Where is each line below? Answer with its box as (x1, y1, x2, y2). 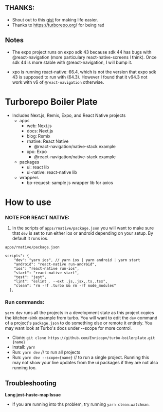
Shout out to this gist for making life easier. (12, 17, 98, 22)
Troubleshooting (5, 379, 57, 387)
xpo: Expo (26, 149, 47, 154)
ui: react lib (26, 164, 50, 170)
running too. (12, 365, 37, 371)
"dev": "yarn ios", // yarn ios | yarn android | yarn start (14, 258, 140, 262)
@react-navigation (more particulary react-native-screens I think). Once (12, 54, 157, 60)
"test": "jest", (14, 275, 47, 280)
